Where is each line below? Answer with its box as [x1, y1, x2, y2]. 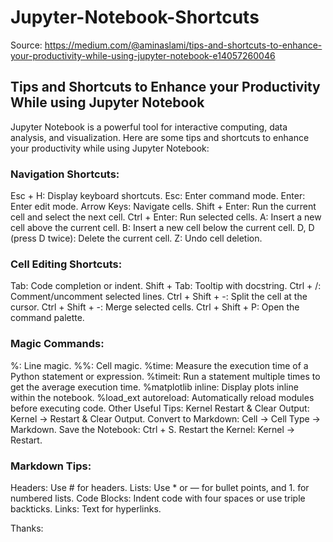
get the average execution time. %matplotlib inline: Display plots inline [10, 381, 299, 393]
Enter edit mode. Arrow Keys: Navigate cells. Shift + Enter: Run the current [10, 201, 317, 213]
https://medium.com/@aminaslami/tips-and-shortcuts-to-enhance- [44, 39, 323, 51]
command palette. [10, 312, 85, 324]
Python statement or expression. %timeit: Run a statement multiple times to [10, 370, 321, 382]
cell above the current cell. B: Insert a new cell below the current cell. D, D [10, 222, 315, 234]
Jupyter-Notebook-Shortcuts [10, 6, 260, 29]
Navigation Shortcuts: [10, 167, 120, 181]
